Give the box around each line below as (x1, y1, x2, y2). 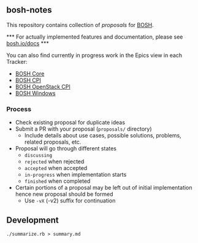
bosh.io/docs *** (6, 39, 49, 47)
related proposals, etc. (24, 138, 82, 146)
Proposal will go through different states (15, 145, 116, 152)
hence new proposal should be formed (15, 190, 113, 198)
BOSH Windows (15, 89, 56, 97)
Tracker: (6, 58, 28, 65)
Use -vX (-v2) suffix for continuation (24, 197, 116, 204)
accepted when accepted (24, 164, 88, 172)
